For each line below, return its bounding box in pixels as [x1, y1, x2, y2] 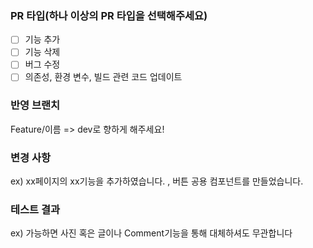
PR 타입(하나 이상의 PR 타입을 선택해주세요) [10, 8, 208, 22]
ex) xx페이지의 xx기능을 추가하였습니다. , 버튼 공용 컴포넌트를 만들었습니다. [10, 175, 304, 187]
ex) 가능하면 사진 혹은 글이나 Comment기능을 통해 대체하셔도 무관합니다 [10, 227, 293, 239]
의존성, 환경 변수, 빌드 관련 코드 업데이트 [24, 71, 183, 83]
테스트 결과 [10, 203, 61, 217]
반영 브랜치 [10, 98, 61, 112]
